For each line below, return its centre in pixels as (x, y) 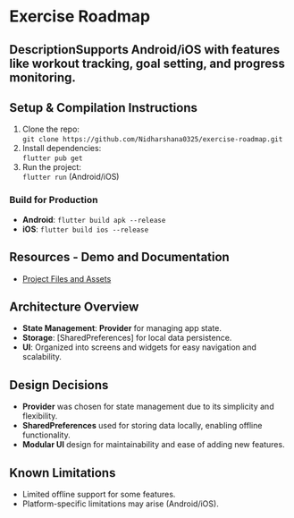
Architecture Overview (74, 306)
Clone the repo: (51, 129)
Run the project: (52, 167)
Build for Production (54, 200)
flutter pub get (52, 158)
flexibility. (40, 416)
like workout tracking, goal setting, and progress (147, 63)
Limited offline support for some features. (99, 494)
